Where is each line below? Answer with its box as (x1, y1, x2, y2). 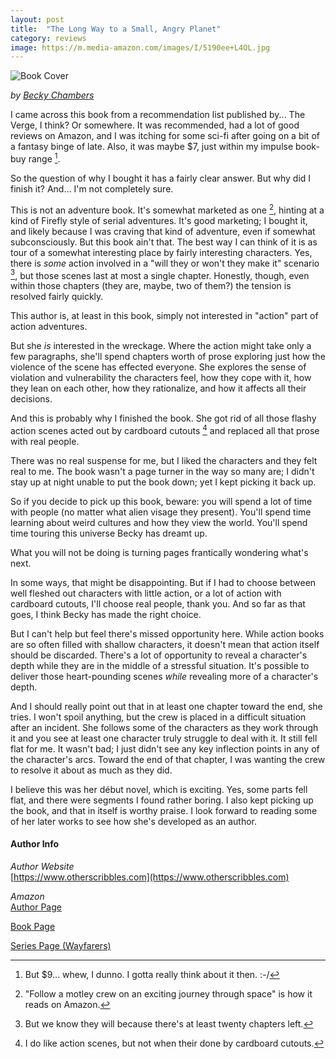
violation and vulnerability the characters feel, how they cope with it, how (10, 372, 312, 384)
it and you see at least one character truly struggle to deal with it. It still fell (10, 732, 318, 744)
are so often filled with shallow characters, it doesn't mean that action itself (10, 638, 320, 650)
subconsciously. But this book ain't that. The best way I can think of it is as (10, 236, 318, 248)
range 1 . (28, 151, 61, 165)
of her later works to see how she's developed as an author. (10, 815, 258, 827)
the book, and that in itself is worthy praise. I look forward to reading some (10, 804, 318, 816)
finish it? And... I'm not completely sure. (10, 182, 174, 195)
